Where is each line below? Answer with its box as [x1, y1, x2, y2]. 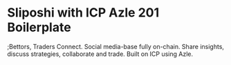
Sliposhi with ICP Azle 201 [7, 5, 160, 21]
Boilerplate [7, 19, 71, 35]
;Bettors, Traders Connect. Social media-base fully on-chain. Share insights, [7, 42, 225, 50]
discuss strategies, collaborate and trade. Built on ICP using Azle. [7, 50, 194, 58]
